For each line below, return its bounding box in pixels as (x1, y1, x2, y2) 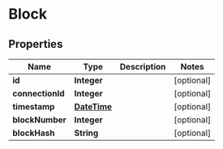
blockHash (12, 127, 55, 138)
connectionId (12, 88, 65, 99)
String (74, 127, 99, 138)
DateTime (74, 101, 112, 112)
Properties (8, 37, 63, 51)
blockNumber (12, 114, 66, 126)
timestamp (12, 101, 55, 112)
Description (119, 62, 166, 72)
